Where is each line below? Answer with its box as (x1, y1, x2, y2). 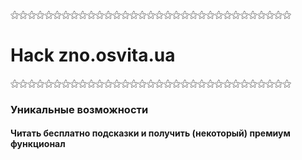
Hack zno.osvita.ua (10, 44, 176, 67)
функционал (10, 138, 66, 150)
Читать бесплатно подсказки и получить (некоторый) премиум (10, 127, 291, 139)
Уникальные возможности (10, 102, 149, 116)
